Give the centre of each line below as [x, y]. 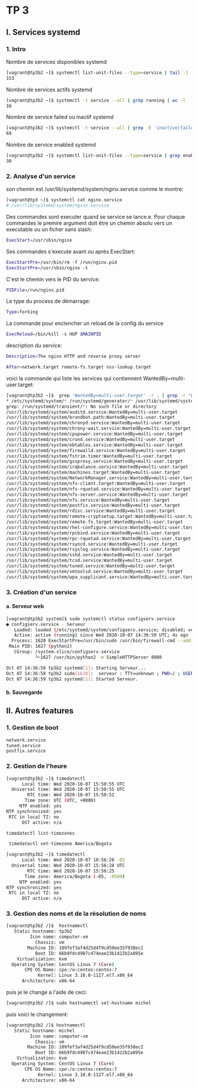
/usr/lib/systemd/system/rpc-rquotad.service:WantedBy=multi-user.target [99, 538]
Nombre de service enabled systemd [51, 145]
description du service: [34, 346]
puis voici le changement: [37, 1014]
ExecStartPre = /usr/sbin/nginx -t [47, 268]
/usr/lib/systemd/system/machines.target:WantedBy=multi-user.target [93, 473]
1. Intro [16, 49]
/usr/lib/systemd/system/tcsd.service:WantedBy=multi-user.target [89, 561]
